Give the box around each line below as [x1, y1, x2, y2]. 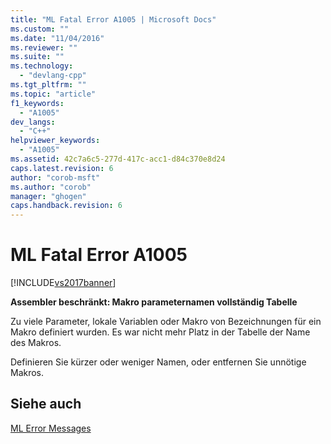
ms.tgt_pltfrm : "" [10, 80, 87, 90]
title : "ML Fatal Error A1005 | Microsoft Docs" [10, 14, 217, 25]
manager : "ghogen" [10, 191, 87, 201]
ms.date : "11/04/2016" [10, 33, 105, 43]
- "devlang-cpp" [19, 71, 87, 81]
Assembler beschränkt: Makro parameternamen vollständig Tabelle [10, 296, 298, 308]
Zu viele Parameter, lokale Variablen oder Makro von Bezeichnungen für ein [10, 316, 322, 328]
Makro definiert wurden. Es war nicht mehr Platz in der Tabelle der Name [10, 326, 311, 338]
